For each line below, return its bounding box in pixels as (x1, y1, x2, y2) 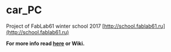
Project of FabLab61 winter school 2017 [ (6, 23, 104, 29)
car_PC (6, 3, 42, 17)
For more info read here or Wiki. (6, 40, 85, 47)
